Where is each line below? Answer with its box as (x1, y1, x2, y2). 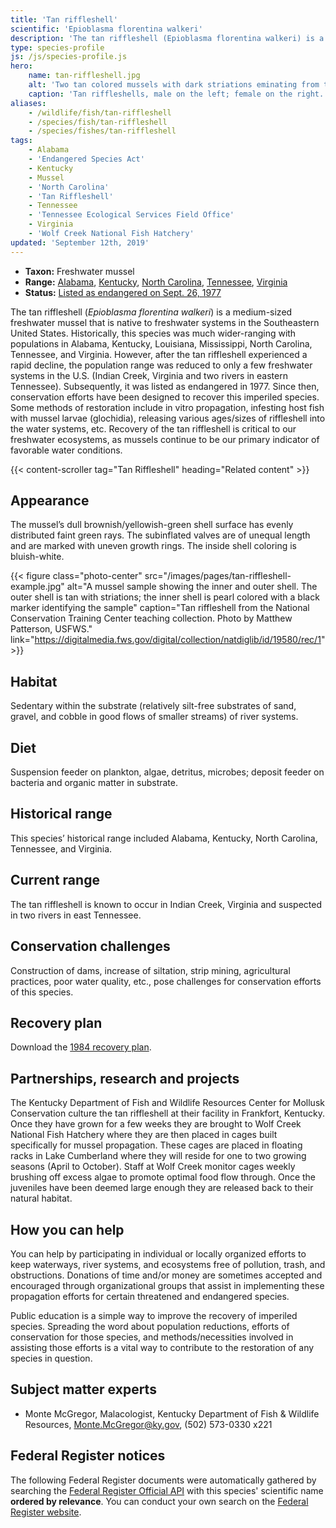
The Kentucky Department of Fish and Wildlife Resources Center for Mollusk (10, 1097, 325, 1109)
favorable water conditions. (10, 444, 123, 456)
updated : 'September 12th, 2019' (10, 237, 150, 248)
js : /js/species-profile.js (10, 52, 128, 62)
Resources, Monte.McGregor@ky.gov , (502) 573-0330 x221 (24, 1418, 273, 1430)
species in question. (10, 1352, 93, 1364)
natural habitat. (10, 1192, 73, 1205)
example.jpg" (10, 581, 65, 593)
